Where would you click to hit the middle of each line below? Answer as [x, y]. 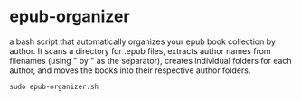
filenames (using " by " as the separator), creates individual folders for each [150, 60]
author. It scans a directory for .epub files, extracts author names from [140, 50]
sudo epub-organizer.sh [54, 86]
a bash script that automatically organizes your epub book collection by [142, 41]
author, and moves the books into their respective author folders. [130, 70]
